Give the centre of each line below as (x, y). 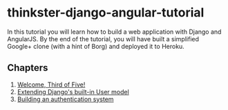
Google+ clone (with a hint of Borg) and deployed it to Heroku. (96, 46)
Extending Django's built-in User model (73, 91)
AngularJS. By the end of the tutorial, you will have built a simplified (103, 38)
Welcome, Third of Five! (51, 85)
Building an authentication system (65, 99)
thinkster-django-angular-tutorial (106, 13)
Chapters (28, 68)
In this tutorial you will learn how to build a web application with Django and (114, 32)
